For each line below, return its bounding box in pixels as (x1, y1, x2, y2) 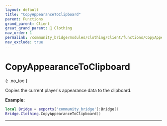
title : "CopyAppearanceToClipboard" (5, 12, 81, 17)
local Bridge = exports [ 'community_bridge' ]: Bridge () (5, 107, 119, 112)
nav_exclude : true (5, 40, 43, 45)
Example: (5, 97, 25, 103)
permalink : (5, 35, 28, 40)
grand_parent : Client (5, 21, 50, 26)
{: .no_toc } (5, 78, 28, 84)
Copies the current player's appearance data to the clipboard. (5, 87, 132, 93)
